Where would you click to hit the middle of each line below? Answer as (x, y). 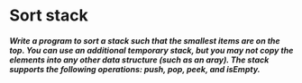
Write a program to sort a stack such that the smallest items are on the (145, 40)
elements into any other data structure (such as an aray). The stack (139, 60)
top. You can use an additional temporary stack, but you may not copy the (151, 50)
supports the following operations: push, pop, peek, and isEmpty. (135, 69)
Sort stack (49, 16)
